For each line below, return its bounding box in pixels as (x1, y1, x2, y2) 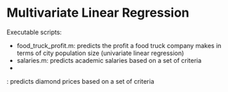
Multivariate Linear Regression (6, 5, 190, 21)
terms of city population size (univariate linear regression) (16, 49, 185, 57)
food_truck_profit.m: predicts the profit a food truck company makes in (16, 41, 222, 49)
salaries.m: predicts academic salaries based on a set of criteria (16, 56, 202, 64)
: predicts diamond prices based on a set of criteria (6, 77, 155, 85)
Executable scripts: (6, 28, 62, 36)
